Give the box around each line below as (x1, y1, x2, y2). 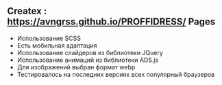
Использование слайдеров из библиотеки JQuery (16, 48, 163, 56)
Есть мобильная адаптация (16, 41, 97, 50)
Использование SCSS (16, 34, 81, 42)
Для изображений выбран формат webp (16, 63, 136, 71)
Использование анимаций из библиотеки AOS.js (16, 56, 159, 64)
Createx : (7, 5, 47, 17)
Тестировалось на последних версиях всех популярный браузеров (16, 70, 215, 78)
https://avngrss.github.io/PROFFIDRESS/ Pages (7, 16, 216, 28)
